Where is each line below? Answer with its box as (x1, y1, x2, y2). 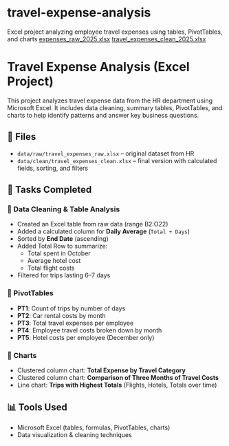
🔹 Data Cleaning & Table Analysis (7, 204, 120, 214)
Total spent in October (27, 249, 91, 257)
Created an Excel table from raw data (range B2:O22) (17, 220, 168, 229)
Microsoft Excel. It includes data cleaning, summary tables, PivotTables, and (7, 103, 223, 111)
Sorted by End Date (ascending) (17, 235, 109, 243)
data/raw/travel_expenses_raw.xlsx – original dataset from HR (17, 149, 195, 158)
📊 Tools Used (7, 401, 67, 414)
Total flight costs (27, 264, 75, 273)
